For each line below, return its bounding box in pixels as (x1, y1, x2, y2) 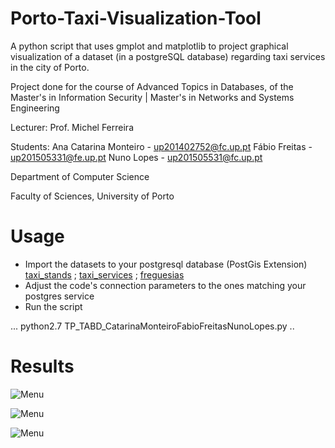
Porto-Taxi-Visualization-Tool (10, 7, 262, 30)
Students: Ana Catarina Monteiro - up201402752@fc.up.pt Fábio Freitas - (10, 140, 313, 152)
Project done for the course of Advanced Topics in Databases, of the (10, 80, 294, 92)
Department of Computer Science (10, 170, 150, 182)
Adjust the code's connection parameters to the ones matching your (24, 279, 307, 291)
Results (10, 355, 75, 378)
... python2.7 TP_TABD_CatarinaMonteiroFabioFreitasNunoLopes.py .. (10, 320, 295, 332)
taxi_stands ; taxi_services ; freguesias (24, 268, 185, 281)
